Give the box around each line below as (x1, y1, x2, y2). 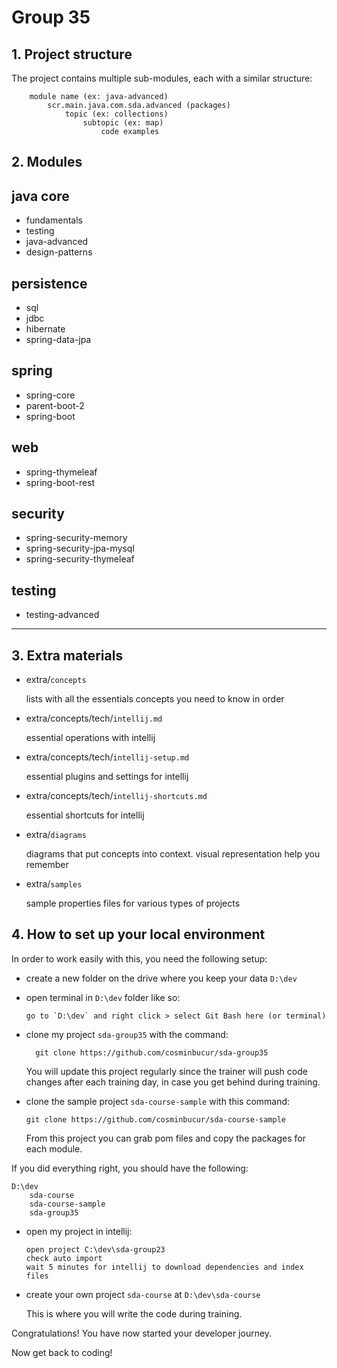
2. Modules (11, 154, 83, 171)
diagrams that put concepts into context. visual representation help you (25, 848, 321, 860)
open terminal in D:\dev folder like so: (25, 991, 181, 1003)
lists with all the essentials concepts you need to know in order (25, 693, 285, 705)
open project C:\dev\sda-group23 (25, 1244, 166, 1255)
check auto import (25, 1253, 103, 1263)
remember (25, 859, 69, 871)
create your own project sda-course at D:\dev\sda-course (25, 1288, 261, 1300)
